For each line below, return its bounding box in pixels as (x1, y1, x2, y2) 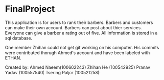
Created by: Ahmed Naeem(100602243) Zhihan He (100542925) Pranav (5, 64, 151, 70)
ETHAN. (5, 55, 22, 60)
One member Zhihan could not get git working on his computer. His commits (5, 44, 159, 50)
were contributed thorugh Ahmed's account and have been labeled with (5, 50, 150, 56)
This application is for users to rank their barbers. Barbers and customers (5, 20, 153, 25)
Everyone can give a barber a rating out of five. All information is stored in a (5, 30, 158, 36)
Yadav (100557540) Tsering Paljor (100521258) (5, 69, 100, 75)
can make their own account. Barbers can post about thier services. (5, 24, 142, 30)
